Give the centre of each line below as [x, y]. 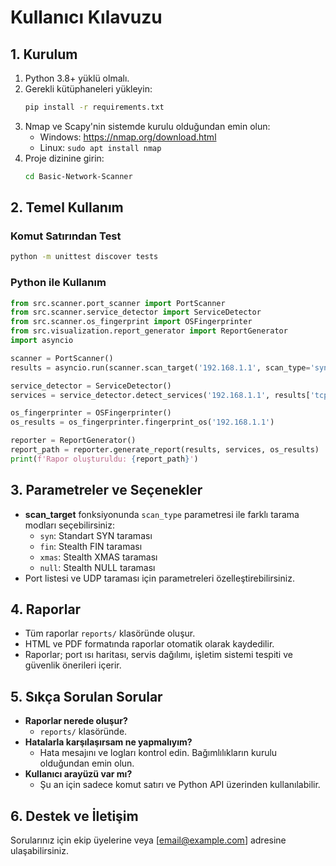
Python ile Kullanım [58, 283]
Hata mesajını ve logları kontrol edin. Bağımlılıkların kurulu [158, 753]
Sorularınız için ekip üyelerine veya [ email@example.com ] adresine [148, 840]
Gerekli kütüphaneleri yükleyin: [88, 89]
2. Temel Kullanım [67, 207]
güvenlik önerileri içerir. [73, 665]
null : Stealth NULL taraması [97, 567]
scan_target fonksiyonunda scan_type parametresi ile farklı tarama [162, 514]
